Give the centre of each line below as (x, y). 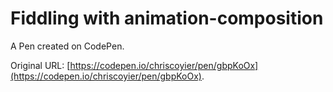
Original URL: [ (40, 65)
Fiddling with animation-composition (167, 18)
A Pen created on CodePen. (67, 46)
